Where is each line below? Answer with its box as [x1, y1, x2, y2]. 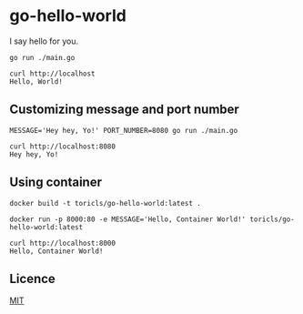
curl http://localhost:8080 [9, 142, 116, 151]
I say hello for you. [9, 35, 79, 46]
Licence [9, 270, 56, 287]
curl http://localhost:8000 [9, 238, 116, 248]
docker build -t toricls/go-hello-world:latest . [9, 198, 202, 208]
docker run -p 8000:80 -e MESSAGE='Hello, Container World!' [9, 215, 247, 224]
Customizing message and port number [9, 102, 239, 117]
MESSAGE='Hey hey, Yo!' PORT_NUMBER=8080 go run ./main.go [9, 126, 238, 135]
